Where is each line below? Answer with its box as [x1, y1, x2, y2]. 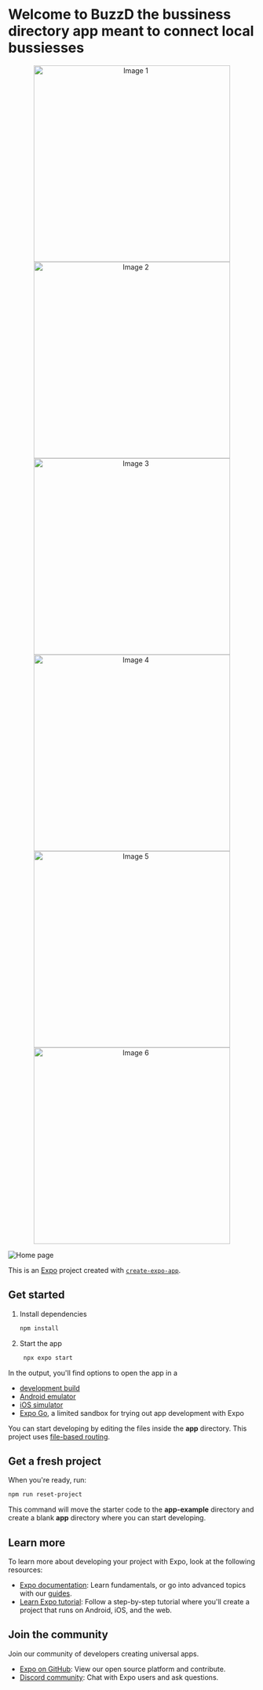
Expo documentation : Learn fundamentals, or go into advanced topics [19, 1581, 246, 1589]
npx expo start [23, 1354, 73, 1362]
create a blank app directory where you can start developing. [8, 1513, 206, 1523]
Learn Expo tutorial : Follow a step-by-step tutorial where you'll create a [19, 1597, 250, 1606]
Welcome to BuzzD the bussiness [8, 5, 232, 24]
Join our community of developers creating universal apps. [8, 1648, 199, 1659]
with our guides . [19, 1589, 72, 1598]
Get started [8, 1289, 65, 1302]
